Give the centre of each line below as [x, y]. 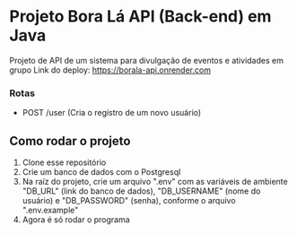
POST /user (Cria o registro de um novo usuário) [112, 113]
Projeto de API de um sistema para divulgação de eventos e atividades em [147, 60]
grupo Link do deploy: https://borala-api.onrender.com [110, 70]
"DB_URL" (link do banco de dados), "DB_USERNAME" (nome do [141, 191]
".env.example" [50, 210]
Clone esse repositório [64, 162]
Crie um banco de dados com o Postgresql [101, 172]
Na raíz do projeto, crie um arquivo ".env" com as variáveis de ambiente [155, 182]
